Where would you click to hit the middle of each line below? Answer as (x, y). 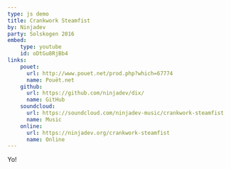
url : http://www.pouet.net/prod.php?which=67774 (100, 73)
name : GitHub (45, 100)
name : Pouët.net (50, 80)
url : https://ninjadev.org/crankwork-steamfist (98, 133)
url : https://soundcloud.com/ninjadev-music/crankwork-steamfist (125, 113)
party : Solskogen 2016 (41, 34)
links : (17, 60)
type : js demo (28, 14)
